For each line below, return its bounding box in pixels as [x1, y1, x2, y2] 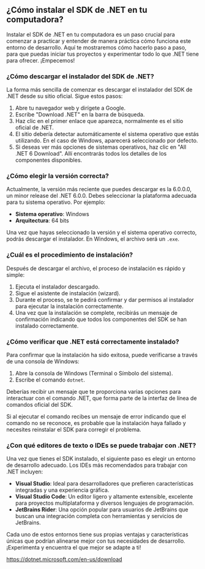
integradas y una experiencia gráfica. [15, 486, 110, 494]
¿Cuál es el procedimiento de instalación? [6, 251, 133, 259]
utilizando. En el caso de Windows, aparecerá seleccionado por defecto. [15, 137, 198, 145]
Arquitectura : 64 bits [15, 217, 69, 224]
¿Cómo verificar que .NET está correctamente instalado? [6, 337, 179, 345]
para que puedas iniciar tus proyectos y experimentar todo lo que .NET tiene [6, 50, 199, 58]
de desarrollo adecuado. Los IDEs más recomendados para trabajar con [6, 462, 188, 469]
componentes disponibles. [15, 156, 83, 164]
